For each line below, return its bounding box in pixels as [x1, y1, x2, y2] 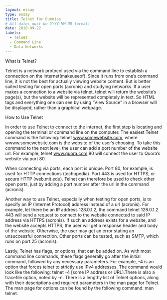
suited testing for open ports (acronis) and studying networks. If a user [5, 83, 151, 90]
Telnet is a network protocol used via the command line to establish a [5, 68, 148, 74]
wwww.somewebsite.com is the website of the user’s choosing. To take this [5, 140, 161, 146]
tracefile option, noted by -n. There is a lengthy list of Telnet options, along [5, 274, 159, 280]
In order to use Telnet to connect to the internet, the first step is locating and [5, 124, 162, 130]
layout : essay [5, 7, 35, 12]
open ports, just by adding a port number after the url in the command [5, 181, 149, 187]
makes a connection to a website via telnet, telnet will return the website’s [5, 89, 157, 95]
